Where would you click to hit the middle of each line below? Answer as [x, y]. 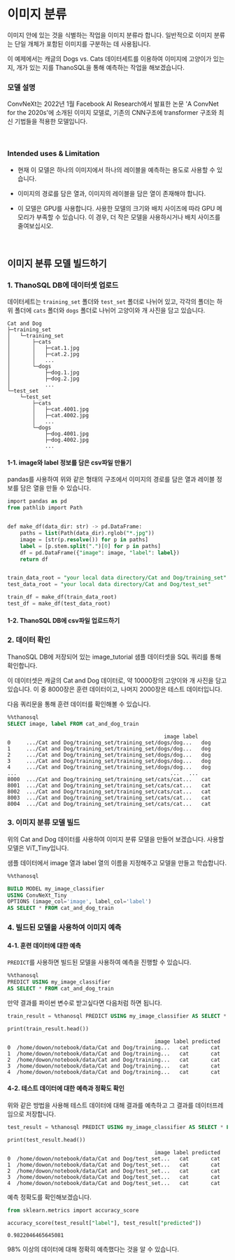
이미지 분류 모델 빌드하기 [57, 263]
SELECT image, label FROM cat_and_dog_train [73, 724]
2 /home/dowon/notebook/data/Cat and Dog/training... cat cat [114, 1060]
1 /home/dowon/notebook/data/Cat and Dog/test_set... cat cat [114, 1165]
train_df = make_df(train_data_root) [62, 597]
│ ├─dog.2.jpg [43, 379]
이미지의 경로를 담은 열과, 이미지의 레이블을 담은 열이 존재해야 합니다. [112, 193]
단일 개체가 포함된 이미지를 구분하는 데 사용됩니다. [83, 43]
